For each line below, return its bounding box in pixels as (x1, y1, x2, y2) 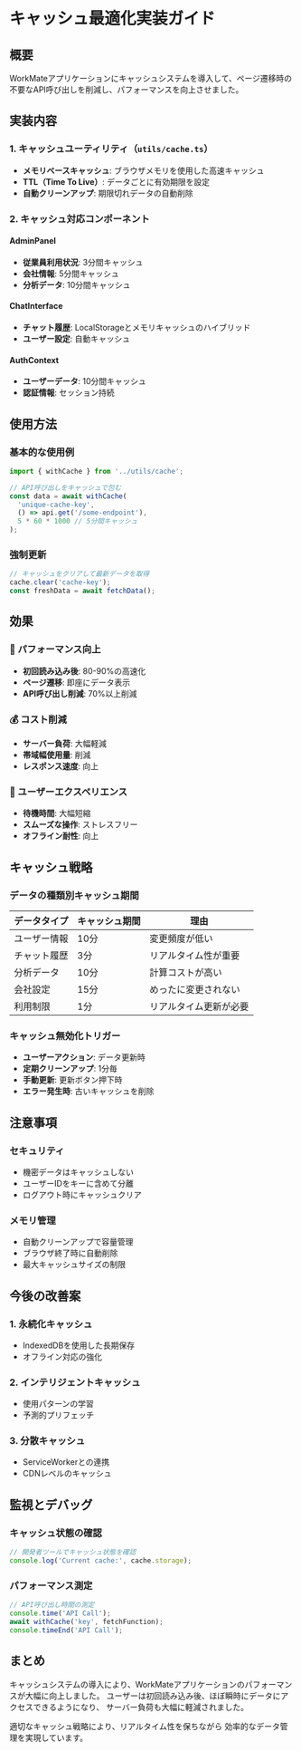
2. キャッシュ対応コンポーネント (9, 212, 151, 225)
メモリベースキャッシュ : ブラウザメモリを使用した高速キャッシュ (22, 165, 265, 176)
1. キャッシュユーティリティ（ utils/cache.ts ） (9, 142, 214, 155)
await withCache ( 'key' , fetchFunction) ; (9, 1617, 165, 1626)
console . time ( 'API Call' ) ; (9, 1609, 111, 1618)
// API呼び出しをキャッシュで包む (9, 483, 122, 492)
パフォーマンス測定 (9, 1579, 93, 1592)
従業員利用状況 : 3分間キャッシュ (22, 256, 144, 267)
